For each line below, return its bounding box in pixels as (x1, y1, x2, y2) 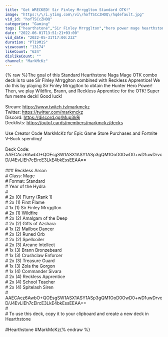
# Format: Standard (5, 178, 45, 184)
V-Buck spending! (5, 136, 42, 142)
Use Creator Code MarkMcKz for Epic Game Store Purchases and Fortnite (5, 130, 157, 136)
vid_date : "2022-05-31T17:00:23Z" (5, 35, 77, 40)
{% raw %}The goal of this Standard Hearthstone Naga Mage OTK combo (5, 72, 157, 78)
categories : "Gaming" (5, 21, 50, 26)
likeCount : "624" (5, 49, 41, 54)
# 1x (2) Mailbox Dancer (5, 226, 54, 232)
